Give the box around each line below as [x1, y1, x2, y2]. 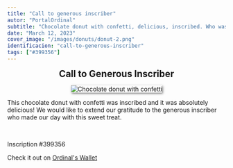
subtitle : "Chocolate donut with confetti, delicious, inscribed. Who [7, 23, 216, 30]
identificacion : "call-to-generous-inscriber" [7, 42, 144, 49]
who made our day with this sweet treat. [7, 112, 122, 121]
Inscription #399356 [7, 140, 66, 148]
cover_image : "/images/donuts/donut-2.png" [7, 36, 135, 43]
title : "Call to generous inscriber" [7, 10, 116, 17]
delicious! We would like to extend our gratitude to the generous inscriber [7, 106, 217, 114]
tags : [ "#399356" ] [7, 49, 60, 56]
